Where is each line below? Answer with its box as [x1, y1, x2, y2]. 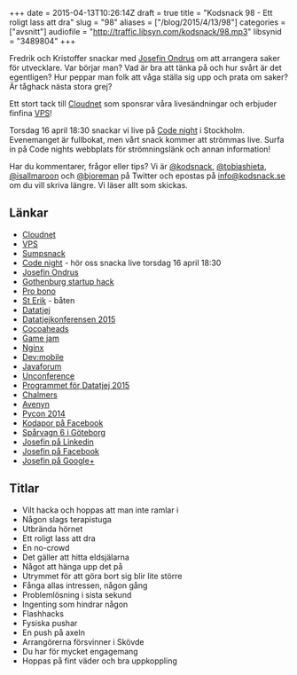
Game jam [21, 333, 59, 343]
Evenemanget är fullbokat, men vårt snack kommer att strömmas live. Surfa [9, 135, 285, 145]
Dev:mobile [21, 351, 64, 362]
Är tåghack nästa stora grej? [9, 82, 113, 91]
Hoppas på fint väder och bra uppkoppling [21, 655, 177, 666]
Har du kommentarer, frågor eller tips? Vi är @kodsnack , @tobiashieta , [9, 161, 267, 171]
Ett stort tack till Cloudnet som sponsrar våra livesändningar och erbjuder [9, 98, 277, 109]
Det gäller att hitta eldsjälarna [21, 552, 130, 562]
